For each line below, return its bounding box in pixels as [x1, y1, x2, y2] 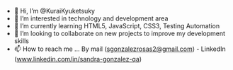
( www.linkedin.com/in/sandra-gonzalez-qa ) [13, 55, 142, 63]
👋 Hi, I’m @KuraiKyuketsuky [13, 7, 96, 15]
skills [13, 37, 30, 45]
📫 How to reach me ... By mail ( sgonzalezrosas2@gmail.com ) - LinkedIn [13, 45, 227, 53]
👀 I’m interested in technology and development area [13, 14, 169, 23]
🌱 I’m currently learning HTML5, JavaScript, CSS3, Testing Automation [13, 22, 220, 30]
